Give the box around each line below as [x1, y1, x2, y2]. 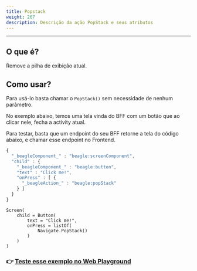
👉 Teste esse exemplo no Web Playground [6, 257, 131, 265]
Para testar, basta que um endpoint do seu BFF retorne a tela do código [6, 130, 179, 137]
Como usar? [6, 79, 52, 89]
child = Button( [16, 212, 57, 218]
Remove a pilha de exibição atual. [6, 62, 87, 69]
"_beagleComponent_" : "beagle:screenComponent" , [11, 153, 135, 159]
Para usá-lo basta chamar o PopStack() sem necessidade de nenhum [6, 95, 174, 101]
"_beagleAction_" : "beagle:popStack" [21, 180, 117, 187]
